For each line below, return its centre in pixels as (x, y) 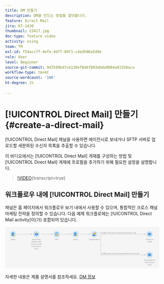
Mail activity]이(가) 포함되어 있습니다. (41, 219)
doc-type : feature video (30, 36)
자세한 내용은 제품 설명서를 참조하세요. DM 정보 (50, 277)
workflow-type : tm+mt (27, 73)
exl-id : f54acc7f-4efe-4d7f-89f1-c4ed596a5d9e (53, 52)
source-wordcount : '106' (30, 78)
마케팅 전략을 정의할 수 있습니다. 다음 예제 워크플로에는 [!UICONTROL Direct (79, 213)
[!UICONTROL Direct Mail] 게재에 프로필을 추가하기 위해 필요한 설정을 (72, 162)
